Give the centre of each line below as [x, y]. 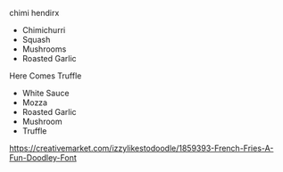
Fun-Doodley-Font [43, 158]
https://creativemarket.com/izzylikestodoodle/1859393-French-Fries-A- [141, 148]
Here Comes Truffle [46, 76]
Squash [36, 40]
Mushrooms [44, 49]
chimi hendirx [34, 13]
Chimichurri [44, 30]
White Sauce [46, 93]
